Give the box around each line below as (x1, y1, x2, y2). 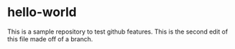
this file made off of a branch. (7, 34, 94, 43)
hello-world (7, 4, 77, 20)
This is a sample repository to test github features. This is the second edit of (7, 27, 229, 36)
